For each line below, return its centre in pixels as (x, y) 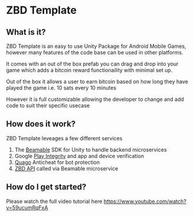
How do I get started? (46, 187)
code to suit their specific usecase (48, 106)
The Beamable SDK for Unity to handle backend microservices (91, 149)
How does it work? (41, 124)
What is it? (26, 32)
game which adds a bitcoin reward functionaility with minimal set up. (89, 70)
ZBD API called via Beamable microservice (66, 168)
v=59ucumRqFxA (27, 208)
